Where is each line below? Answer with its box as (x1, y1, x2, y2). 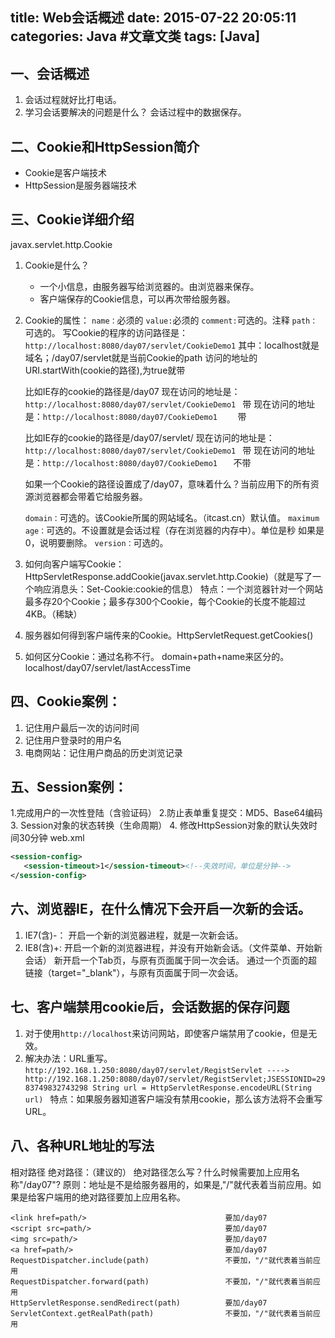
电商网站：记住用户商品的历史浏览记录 (24, 746, 183, 758)
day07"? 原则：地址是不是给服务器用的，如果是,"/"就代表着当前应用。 (26, 1178, 313, 1190)
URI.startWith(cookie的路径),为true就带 (24, 364, 186, 376)
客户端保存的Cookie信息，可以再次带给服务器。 (39, 293, 236, 305)
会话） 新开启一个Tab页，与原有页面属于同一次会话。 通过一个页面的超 (24, 954, 318, 966)
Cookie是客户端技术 (24, 167, 108, 179)
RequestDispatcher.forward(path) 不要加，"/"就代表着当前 (10, 1276, 314, 1287)
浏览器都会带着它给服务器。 (33, 490, 148, 502)
